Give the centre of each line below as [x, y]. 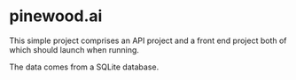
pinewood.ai [56, 16]
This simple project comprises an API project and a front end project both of [148, 40]
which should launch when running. [74, 49]
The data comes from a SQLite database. [84, 67]
